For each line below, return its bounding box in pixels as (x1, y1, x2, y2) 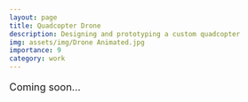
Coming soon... (9, 81, 82, 93)
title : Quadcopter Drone (9, 21, 101, 30)
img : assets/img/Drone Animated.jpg (9, 37, 145, 47)
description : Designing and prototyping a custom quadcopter (9, 29, 241, 38)
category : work (9, 54, 66, 63)
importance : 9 (9, 46, 62, 55)
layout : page (9, 12, 58, 22)
